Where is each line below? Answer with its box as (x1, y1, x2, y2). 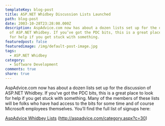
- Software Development (9, 62, 58, 67)
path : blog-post (5, 16, 38, 21)
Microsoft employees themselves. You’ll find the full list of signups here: (5, 105, 151, 111)
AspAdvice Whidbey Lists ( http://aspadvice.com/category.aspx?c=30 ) (5, 115, 147, 121)
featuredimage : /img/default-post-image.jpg (5, 44, 98, 49)
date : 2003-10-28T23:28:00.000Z (5, 21, 71, 26)
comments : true (5, 67, 36, 72)
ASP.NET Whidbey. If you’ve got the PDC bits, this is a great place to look (5, 90, 154, 96)
